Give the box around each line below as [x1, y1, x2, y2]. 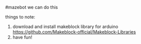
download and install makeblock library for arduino [12, 23, 119, 29]
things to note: [5, 14, 35, 19]
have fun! [12, 34, 33, 40]
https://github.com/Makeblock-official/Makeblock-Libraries [12, 29, 136, 34]
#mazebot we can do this [5, 4, 58, 10]
